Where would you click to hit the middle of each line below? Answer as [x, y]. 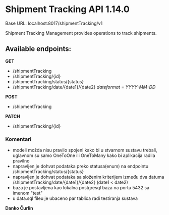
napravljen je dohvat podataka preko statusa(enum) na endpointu [80, 166]
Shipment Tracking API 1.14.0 [67, 9]
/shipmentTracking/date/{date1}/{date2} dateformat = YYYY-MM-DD [84, 87]
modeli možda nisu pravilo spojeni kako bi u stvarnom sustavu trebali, [85, 150]
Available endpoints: [38, 49]
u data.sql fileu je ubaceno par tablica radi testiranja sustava [75, 198]
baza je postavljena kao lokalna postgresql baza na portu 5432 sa [81, 188]
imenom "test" [27, 193]
